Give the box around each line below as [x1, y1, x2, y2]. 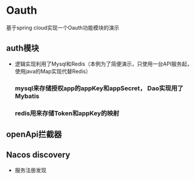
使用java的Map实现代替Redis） [14, 67, 91, 75]
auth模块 [6, 43, 40, 54]
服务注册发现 [14, 166, 46, 174]
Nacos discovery [6, 150, 70, 160]
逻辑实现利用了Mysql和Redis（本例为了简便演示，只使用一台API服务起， [14, 60, 193, 67]
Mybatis [14, 92, 40, 100]
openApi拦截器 [6, 129, 62, 139]
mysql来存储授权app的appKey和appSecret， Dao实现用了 [14, 84, 184, 92]
